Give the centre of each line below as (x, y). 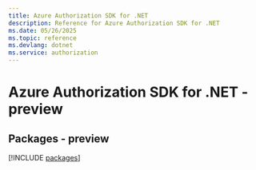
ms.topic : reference (43, 38)
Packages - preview (59, 138)
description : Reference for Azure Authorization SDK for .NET (114, 23)
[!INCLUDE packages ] (44, 158)
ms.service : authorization (53, 53)
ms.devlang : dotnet (41, 45)
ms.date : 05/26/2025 (43, 30)
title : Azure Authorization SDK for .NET (78, 16)
